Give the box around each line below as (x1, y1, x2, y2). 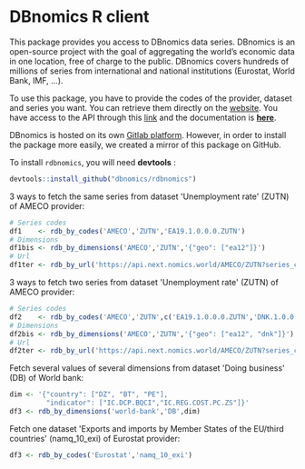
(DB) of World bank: (9, 373, 84, 384)
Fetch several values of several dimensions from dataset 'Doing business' (9, 363, 286, 374)
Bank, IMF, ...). (9, 75, 64, 85)
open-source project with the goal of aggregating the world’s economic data (9, 45, 295, 56)
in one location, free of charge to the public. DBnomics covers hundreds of (9, 55, 289, 66)
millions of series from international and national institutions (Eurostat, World (9, 65, 295, 76)
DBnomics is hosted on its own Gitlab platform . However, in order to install (9, 129, 287, 140)
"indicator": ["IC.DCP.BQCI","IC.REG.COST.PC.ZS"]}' (45, 398, 250, 408)
